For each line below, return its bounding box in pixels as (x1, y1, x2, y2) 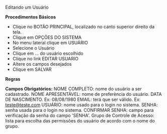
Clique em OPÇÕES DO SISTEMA (12, 35, 82, 40)
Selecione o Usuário (12, 45, 55, 51)
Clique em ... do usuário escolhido (12, 50, 83, 56)
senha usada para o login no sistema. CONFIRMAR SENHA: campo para (5, 107, 154, 113)
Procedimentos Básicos (5, 14, 56, 20)
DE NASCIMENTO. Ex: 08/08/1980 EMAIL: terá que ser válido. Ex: (5, 96, 141, 102)
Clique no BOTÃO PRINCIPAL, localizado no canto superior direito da (12, 24, 155, 30)
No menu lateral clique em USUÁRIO (12, 40, 88, 46)
